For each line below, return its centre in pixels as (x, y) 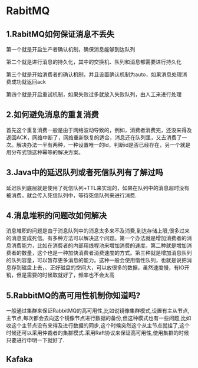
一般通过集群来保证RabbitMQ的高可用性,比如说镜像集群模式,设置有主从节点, (98, 311)
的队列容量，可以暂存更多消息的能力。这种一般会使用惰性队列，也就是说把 (96, 260)
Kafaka (19, 359)
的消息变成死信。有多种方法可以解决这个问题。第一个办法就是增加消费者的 (96, 238)
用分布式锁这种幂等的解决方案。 (45, 152)
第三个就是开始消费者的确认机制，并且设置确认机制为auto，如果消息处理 (94, 74)
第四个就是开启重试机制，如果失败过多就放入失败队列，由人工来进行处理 (94, 94)
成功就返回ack (28, 82)
